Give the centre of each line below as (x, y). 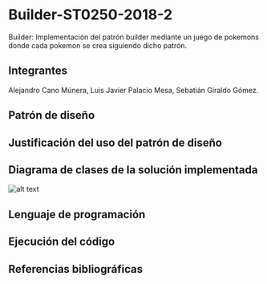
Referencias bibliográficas (75, 269)
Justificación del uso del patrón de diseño (115, 142)
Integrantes (38, 71)
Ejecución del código (62, 242)
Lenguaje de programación (77, 214)
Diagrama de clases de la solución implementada (133, 170)
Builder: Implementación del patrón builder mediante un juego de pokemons (133, 37)
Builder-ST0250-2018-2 (91, 15)
